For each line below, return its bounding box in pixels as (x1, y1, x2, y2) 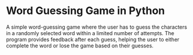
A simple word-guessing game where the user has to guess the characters (6, 23, 187, 30)
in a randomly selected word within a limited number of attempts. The (6, 29, 175, 36)
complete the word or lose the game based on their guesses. (6, 42, 154, 49)
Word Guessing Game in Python (6, 4, 165, 18)
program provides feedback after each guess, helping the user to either (6, 36, 179, 43)
